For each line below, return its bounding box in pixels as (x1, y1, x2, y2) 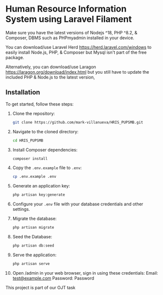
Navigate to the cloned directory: (12, 128, 79, 134)
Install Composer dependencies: (12, 147, 78, 153)
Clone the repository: (12, 110, 55, 116)
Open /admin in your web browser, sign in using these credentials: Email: (12, 270, 158, 276)
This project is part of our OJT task (5, 284, 76, 290)
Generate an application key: (12, 183, 70, 189)
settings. (12, 206, 31, 212)
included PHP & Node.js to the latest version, (5, 74, 95, 80)
